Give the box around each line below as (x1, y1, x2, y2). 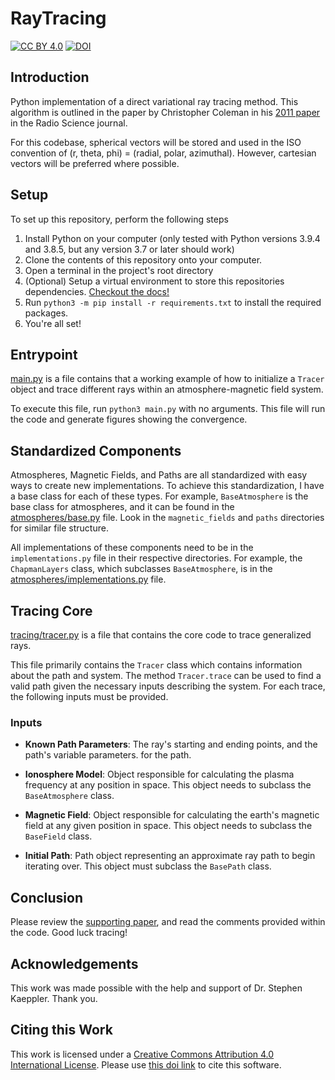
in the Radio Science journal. (10, 117, 128, 129)
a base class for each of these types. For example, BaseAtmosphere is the (10, 490, 309, 502)
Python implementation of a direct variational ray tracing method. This (10, 95, 299, 107)
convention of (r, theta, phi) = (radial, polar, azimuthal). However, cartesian (10, 147, 317, 159)
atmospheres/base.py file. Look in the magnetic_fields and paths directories (10, 512, 325, 524)
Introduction (10, 69, 90, 86)
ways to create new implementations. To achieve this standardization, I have (10, 480, 325, 492)
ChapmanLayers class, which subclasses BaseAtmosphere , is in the (10, 563, 273, 575)
